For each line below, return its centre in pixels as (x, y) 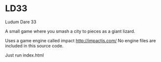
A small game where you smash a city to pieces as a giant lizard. (70, 31)
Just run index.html (24, 55)
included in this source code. (34, 46)
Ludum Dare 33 (21, 22)
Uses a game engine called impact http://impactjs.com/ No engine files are (80, 40)
